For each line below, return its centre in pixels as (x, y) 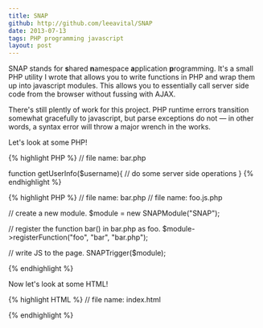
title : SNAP (28, 16)
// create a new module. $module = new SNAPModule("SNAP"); (114, 213)
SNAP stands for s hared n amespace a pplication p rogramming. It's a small (131, 68)
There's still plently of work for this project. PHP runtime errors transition (129, 110)
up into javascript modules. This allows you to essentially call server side (129, 86)
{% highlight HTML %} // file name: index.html (84, 300)
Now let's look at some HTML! (58, 284)
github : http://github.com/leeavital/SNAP (80, 23)
